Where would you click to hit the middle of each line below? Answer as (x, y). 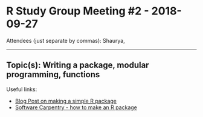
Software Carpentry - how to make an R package (76, 107)
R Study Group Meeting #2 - (78, 11)
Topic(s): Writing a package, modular (78, 65)
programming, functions (53, 74)
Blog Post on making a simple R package (66, 101)
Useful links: (22, 89)
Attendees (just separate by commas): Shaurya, (66, 40)
